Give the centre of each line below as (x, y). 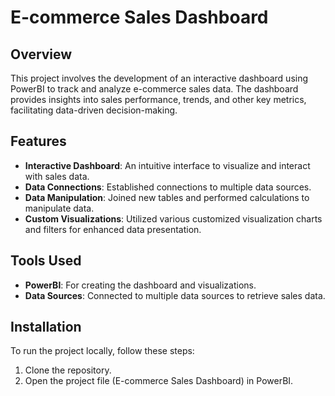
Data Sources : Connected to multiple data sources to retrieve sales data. (175, 295)
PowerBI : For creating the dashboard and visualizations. (140, 285)
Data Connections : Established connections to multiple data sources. (168, 187)
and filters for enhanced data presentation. (113, 229)
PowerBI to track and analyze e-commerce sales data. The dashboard (154, 89)
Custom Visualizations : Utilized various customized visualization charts (173, 218)
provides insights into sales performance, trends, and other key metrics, (158, 99)
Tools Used (46, 261)
